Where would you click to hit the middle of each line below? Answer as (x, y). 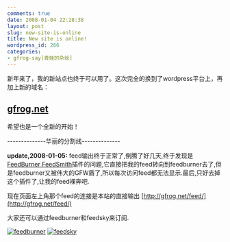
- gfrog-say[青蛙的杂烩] (40, 58)
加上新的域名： (28, 87)
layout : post (26, 26)
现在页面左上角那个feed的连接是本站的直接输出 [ (75, 195)
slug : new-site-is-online (44, 33)
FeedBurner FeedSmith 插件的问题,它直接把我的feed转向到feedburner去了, (111, 164)
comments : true (29, 13)
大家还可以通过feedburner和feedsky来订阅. (68, 217)
